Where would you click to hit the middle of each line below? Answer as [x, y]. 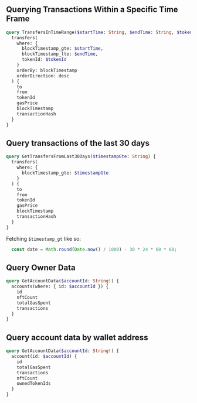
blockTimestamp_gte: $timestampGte [65, 173]
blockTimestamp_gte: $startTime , [62, 49]
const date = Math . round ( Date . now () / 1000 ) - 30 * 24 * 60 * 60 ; [94, 249]
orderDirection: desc [43, 76]
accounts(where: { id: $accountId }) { [60, 286]
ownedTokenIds [34, 384]
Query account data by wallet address [77, 337]
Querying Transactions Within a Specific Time [92, 10]
